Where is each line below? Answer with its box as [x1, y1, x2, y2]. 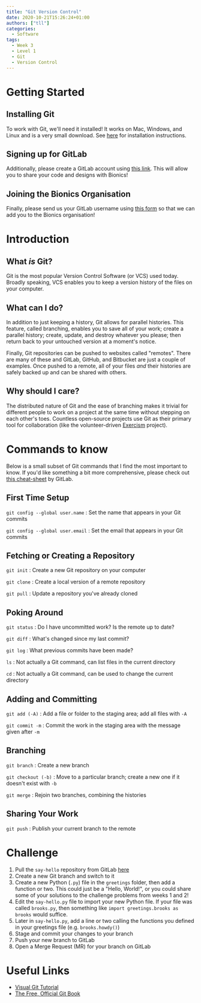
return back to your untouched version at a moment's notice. [6, 338, 157, 345]
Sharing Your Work [6, 809, 79, 819]
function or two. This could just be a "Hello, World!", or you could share [14, 885, 191, 892]
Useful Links [6, 964, 70, 977]
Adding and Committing [6, 694, 97, 704]
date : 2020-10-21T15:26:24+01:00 [6, 14, 90, 20]
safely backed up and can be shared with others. [6, 368, 127, 376]
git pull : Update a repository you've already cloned [6, 590, 138, 597]
